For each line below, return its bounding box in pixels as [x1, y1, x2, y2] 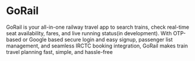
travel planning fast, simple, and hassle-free [6, 48, 113, 55]
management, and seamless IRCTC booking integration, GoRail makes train [6, 42, 189, 49]
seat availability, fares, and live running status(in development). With [6, 29, 172, 36]
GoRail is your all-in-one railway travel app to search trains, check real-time [6, 23, 190, 30]
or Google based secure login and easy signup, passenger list [22, 36, 173, 43]
